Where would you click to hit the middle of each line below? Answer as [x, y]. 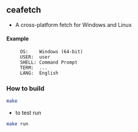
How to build [25, 88]
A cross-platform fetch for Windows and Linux [74, 24]
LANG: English [39, 73]
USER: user [35, 57]
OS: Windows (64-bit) [52, 52]
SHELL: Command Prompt [49, 63]
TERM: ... [34, 68]
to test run [28, 113]
